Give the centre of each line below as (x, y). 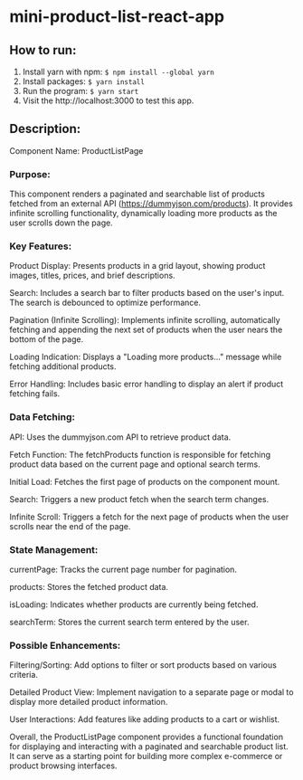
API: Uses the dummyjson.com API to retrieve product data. (120, 437)
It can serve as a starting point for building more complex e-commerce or (146, 756)
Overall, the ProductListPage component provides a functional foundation (146, 737)
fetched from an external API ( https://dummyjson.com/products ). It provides (151, 204)
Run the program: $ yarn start (80, 91)
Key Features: (41, 246)
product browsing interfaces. (63, 766)
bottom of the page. (47, 339)
